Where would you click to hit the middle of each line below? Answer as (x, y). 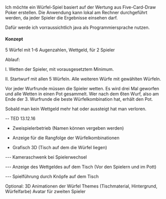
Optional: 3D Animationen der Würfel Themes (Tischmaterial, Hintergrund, (81, 186)
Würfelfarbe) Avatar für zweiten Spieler (45, 192)
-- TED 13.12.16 (20, 119)
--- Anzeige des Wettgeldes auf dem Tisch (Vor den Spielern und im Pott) (81, 167)
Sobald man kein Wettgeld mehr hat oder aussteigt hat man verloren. (76, 109)
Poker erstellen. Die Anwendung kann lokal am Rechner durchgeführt (76, 12)
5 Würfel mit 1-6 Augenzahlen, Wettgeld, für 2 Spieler (60, 50)
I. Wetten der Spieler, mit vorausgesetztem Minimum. (60, 69)
